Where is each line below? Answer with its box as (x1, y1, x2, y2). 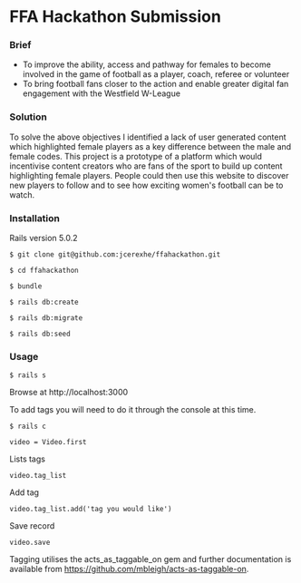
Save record (9, 520, 55, 531)
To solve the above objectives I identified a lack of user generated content (9, 131, 287, 142)
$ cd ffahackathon (9, 266, 79, 276)
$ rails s (9, 371, 47, 380)
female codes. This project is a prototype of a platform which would (9, 151, 263, 161)
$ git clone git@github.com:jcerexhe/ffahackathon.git (9, 250, 221, 259)
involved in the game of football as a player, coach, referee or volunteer (22, 69, 290, 80)
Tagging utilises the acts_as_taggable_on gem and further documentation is (9, 554, 292, 565)
